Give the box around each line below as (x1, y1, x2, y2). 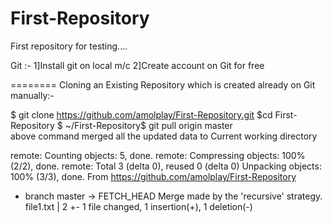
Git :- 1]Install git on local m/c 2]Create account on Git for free (10, 59, 265, 71)
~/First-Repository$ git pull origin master (64, 119, 233, 131)
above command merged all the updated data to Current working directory (10, 130, 318, 142)
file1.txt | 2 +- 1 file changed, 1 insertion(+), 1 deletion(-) (24, 200, 253, 212)
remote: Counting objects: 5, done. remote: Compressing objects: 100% (10, 149, 306, 161)
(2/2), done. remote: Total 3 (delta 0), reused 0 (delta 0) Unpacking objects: (10, 160, 322, 172)
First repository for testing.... (10, 40, 128, 52)
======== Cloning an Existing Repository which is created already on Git (10, 78, 316, 91)
